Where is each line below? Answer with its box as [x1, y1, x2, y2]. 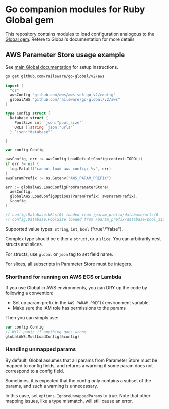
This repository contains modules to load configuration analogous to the [5, 31, 155, 37]
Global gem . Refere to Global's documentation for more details [5, 36, 135, 42]
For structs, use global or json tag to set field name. [5, 251, 113, 257]
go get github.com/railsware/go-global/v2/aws [5, 74, 105, 79]
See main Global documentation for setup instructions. [5, 64, 118, 70]
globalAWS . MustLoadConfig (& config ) [5, 334, 80, 339]
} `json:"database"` [10, 129, 53, 134]
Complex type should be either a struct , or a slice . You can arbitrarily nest [5, 235, 161, 242]
